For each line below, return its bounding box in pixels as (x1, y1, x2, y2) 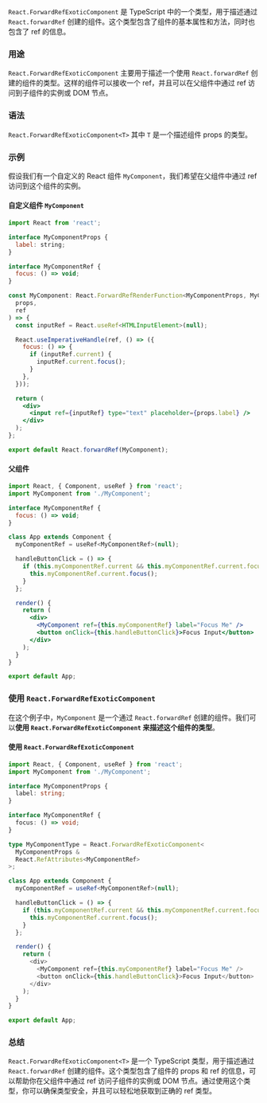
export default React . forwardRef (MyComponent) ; (8, 445, 169, 454)
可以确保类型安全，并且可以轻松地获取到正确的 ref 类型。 (29, 1086, 217, 1096)
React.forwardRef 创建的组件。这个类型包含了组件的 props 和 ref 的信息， (8, 1066, 250, 1076)
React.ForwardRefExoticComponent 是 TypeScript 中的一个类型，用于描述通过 (8, 7, 258, 16)
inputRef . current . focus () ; (37, 358, 126, 366)
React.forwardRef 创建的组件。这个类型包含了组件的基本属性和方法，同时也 (8, 17, 256, 26)
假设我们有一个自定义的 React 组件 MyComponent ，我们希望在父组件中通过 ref (8, 170, 257, 181)
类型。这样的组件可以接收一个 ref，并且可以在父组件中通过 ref (42, 78, 246, 88)
